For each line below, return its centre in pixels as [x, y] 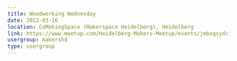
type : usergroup [31, 46]
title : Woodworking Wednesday [52, 14]
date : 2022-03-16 [33, 20]
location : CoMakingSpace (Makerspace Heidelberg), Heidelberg [101, 27]
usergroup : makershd [38, 40]
